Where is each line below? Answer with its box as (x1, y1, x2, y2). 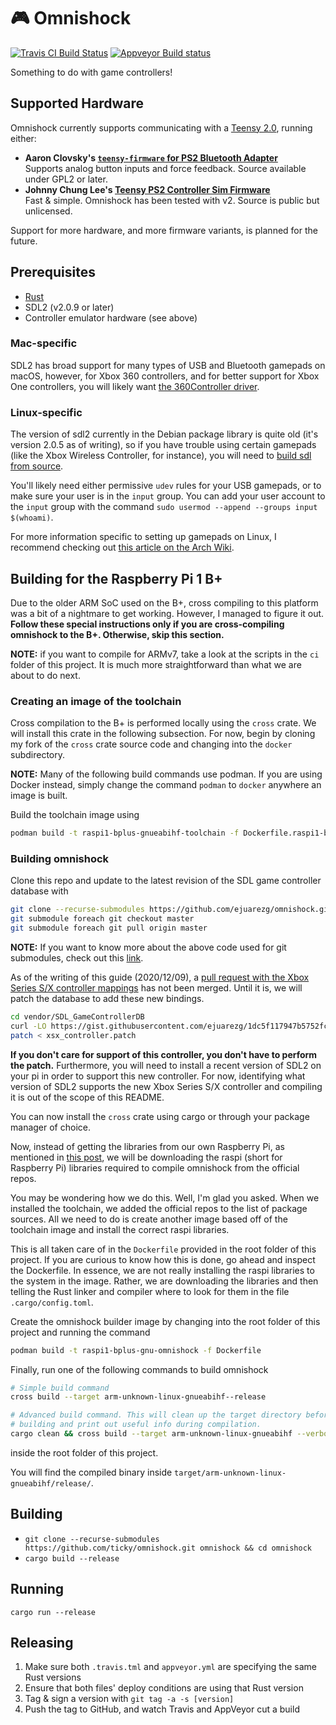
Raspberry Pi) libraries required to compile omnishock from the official (10, 1161, 300, 1174)
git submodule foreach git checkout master (10, 914, 195, 924)
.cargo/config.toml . (10, 1296, 94, 1308)
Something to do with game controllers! (10, 66, 173, 78)
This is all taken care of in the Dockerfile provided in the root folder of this (10, 1243, 317, 1255)
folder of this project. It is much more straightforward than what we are (10, 658, 302, 670)
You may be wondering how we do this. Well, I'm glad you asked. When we (10, 1191, 320, 1204)
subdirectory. (10, 749, 66, 761)
